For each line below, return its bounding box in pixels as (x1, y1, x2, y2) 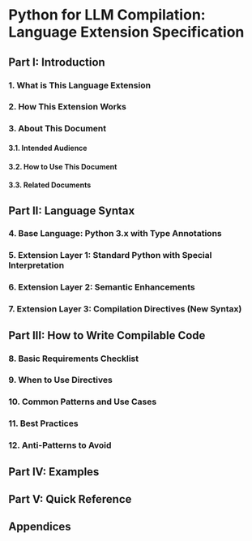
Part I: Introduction (8, 55, 105, 69)
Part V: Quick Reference (8, 492, 132, 506)
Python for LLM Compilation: (8, 6, 206, 24)
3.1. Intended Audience (8, 143, 88, 152)
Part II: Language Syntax (8, 204, 135, 217)
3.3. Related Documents (8, 180, 92, 190)
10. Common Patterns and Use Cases (8, 396, 157, 407)
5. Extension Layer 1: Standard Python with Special (8, 250, 212, 261)
